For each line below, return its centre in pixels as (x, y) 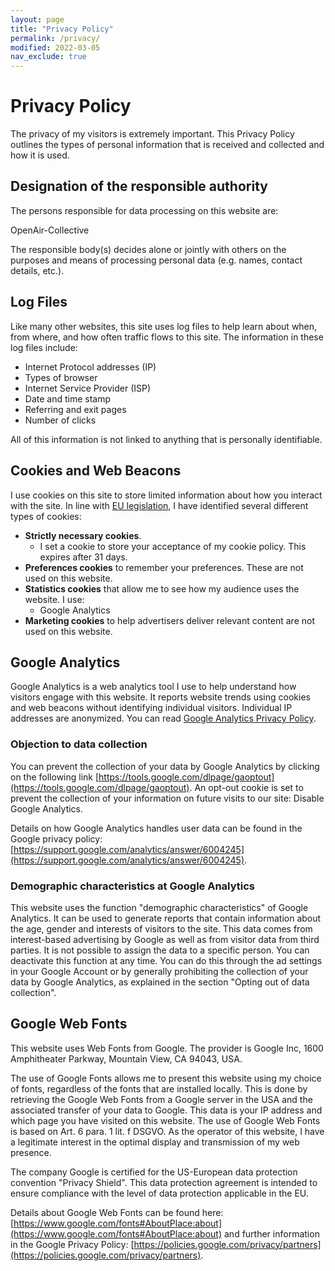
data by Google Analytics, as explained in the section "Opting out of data (160, 982)
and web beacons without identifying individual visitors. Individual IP (151, 708)
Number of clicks (60, 420)
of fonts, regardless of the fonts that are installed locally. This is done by (159, 1088)
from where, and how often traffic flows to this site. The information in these (167, 337)
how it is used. (40, 155)
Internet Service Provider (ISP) (88, 388)
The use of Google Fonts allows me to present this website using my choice (166, 1078)
